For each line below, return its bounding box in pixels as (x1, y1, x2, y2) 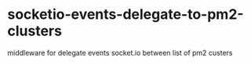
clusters (7, 22, 62, 40)
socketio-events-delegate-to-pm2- (7, 5, 244, 23)
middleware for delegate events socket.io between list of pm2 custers (7, 48, 233, 57)
